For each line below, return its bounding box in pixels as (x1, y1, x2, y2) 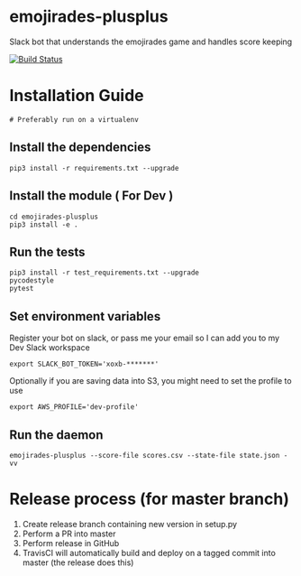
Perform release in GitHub (22, 537, 120, 548)
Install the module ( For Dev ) (9, 188, 174, 204)
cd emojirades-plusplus (9, 212, 99, 221)
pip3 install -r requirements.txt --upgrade (9, 163, 179, 172)
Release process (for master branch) (9, 489, 290, 509)
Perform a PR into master (22, 528, 116, 539)
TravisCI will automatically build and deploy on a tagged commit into (22, 547, 277, 558)
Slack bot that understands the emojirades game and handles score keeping (9, 36, 293, 47)
